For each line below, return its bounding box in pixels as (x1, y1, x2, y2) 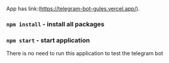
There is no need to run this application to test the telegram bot (6, 50, 164, 57)
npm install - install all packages (6, 20, 104, 28)
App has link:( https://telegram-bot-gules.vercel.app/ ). (6, 5, 140, 12)
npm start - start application (6, 36, 91, 44)
